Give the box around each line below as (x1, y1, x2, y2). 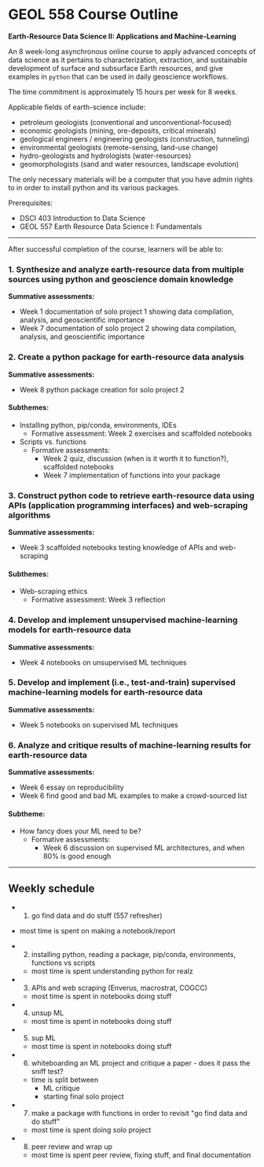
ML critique (42, 1084, 80, 1093)
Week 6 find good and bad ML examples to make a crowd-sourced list (19, 791, 247, 801)
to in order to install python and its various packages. (8, 182, 181, 192)
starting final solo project (42, 1092, 124, 1102)
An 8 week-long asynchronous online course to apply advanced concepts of (8, 46, 256, 56)
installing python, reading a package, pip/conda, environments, (31, 950, 236, 959)
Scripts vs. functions (19, 436, 86, 446)
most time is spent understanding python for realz (31, 966, 194, 976)
